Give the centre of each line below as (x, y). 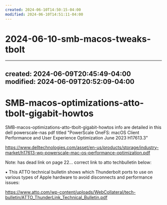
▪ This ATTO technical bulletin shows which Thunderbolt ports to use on (79, 172)
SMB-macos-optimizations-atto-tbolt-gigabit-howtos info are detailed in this (83, 127)
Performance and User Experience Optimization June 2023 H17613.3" (77, 137)
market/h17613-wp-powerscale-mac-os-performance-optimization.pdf (78, 152)
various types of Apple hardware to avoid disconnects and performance (79, 177)
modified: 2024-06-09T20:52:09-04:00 (70, 82)
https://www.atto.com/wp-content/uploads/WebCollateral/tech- (70, 192)
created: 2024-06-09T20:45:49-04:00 (68, 74)
